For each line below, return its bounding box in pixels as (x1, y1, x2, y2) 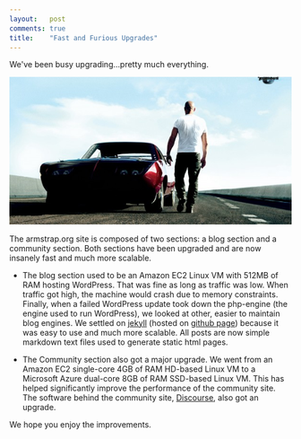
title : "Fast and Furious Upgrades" (9, 33, 159, 42)
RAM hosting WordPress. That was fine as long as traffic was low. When (21, 279, 289, 290)
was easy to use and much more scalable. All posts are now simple (21, 327, 271, 338)
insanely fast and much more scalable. (9, 252, 152, 263)
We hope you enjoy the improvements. (9, 418, 152, 430)
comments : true (9, 23, 66, 33)
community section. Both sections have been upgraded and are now (9, 242, 262, 253)
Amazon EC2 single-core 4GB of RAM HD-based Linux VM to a (21, 364, 256, 374)
